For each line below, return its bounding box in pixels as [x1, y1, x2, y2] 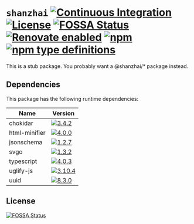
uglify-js [9, 167, 33, 175]
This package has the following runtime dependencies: [6, 95, 139, 102]
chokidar [9, 119, 33, 127]
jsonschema [9, 138, 43, 146]
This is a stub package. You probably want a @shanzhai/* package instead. [6, 62, 189, 70]
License [6, 196, 36, 206]
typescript [9, 157, 38, 165]
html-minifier [9, 128, 46, 137]
